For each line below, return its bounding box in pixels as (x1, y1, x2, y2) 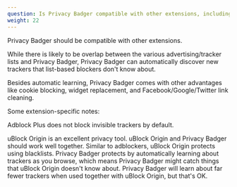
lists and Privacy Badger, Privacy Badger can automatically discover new (7, 57, 219, 65)
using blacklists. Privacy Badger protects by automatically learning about (7, 149, 219, 157)
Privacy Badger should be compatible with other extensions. (7, 36, 183, 44)
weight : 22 (7, 17, 39, 24)
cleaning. (7, 93, 35, 102)
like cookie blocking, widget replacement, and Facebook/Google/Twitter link (7, 86, 229, 94)
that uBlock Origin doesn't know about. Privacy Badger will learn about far (7, 164, 223, 172)
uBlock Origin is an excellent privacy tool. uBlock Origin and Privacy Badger (7, 134, 227, 143)
